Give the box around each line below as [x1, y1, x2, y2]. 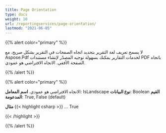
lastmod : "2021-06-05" [5, 26, 52, 31]
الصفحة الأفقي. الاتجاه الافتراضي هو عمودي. [5, 60, 86, 66]
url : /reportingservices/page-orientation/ [5, 21, 97, 26]
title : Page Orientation [5, 7, 56, 12]
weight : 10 [5, 16, 28, 21]
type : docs [5, 12, 28, 17]
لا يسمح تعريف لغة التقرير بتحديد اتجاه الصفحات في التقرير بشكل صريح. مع [5, 49, 143, 55]
